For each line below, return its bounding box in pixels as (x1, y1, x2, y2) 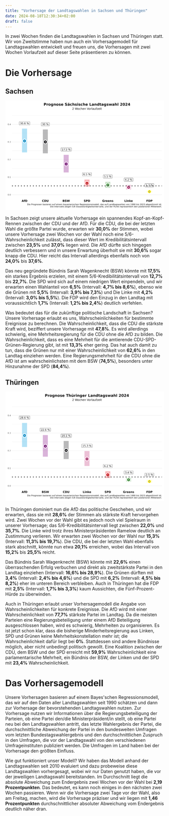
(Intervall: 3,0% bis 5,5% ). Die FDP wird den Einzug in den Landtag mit (5, 295, 153, 301)
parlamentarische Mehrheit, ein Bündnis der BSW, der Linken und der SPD (5, 655, 159, 661)
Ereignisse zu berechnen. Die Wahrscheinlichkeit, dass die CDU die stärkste (5, 320, 163, 327)
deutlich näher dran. (5, 806, 47, 812)
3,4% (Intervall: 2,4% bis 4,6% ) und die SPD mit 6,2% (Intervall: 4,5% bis (5, 575, 161, 581)
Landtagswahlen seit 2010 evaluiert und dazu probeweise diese (5, 763, 138, 769)
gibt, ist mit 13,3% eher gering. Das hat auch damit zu (45, 342, 157, 348)
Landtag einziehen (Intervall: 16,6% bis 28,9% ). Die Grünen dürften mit (5, 570, 154, 576)
